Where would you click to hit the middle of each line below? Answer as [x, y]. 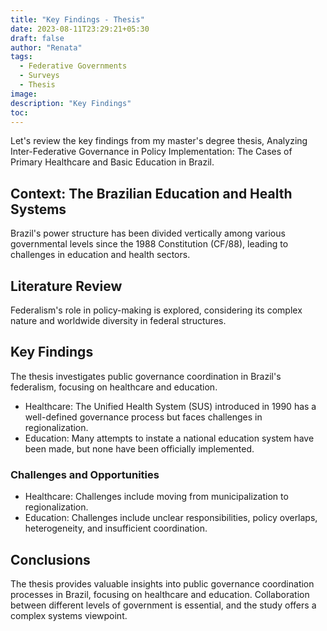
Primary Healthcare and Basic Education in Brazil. [112, 162]
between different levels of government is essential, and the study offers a [163, 605]
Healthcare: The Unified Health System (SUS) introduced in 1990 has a [170, 406]
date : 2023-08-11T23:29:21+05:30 [80, 29]
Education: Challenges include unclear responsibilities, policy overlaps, [171, 518]
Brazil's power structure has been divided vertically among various [148, 233]
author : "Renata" [46, 47]
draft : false [37, 38]
